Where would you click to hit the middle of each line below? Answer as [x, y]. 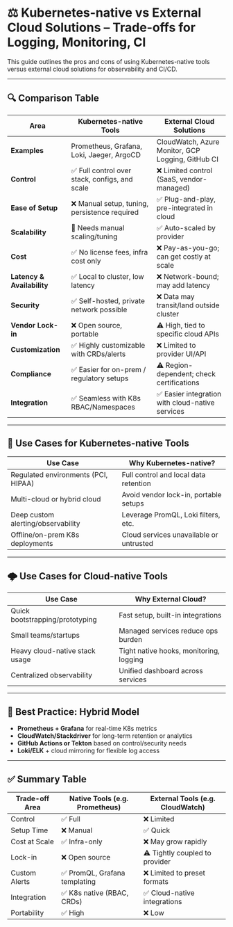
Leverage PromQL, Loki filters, [171, 515]
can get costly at [184, 257]
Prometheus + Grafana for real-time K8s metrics [87, 729]
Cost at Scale [32, 841]
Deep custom [33, 515]
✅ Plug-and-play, [186, 199]
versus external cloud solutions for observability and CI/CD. [93, 69]
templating [78, 881]
